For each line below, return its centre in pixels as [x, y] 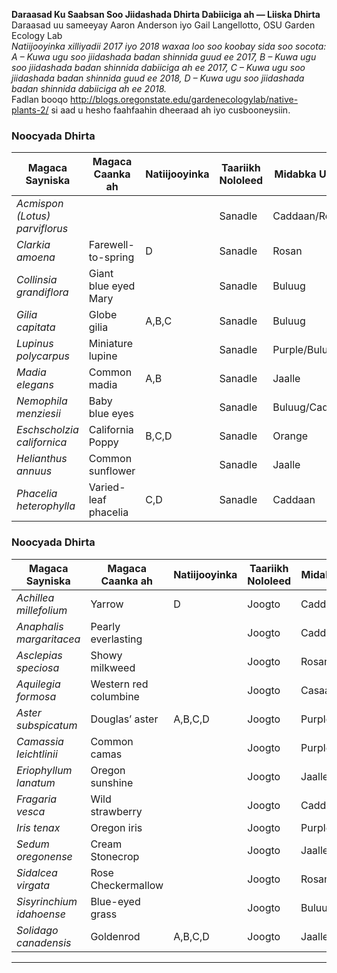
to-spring [111, 257]
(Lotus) [33, 216]
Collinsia [37, 280]
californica [42, 442]
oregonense [44, 856]
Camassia [40, 741]
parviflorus [42, 229]
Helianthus [42, 459]
